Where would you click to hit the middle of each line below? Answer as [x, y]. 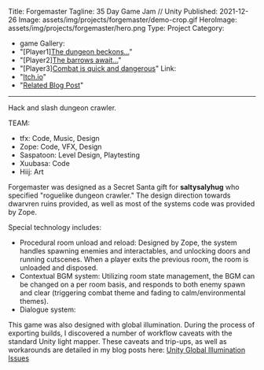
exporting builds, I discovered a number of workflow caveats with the [120, 333]
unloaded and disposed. [59, 268]
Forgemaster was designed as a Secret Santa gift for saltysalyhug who [124, 187]
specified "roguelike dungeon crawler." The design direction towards [119, 195]
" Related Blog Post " [51, 85]
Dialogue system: [48, 309]
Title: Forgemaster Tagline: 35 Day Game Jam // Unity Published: [113, 11]
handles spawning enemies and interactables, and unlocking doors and [135, 251]
